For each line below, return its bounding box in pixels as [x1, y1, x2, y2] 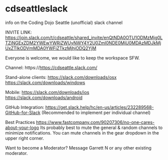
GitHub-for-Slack [5, 109, 41, 115]
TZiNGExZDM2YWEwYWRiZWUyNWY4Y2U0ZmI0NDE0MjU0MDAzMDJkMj [5, 39, 161, 45]
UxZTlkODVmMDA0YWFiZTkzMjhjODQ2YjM [5, 45, 96, 51]
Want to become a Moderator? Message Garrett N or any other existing [5, 144, 151, 150]
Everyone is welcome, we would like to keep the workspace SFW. [5, 54, 140, 60]
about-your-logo [5, 124, 39, 130]
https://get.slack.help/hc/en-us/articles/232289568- [45, 104, 154, 110]
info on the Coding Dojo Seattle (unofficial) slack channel [5, 19, 123, 25]
